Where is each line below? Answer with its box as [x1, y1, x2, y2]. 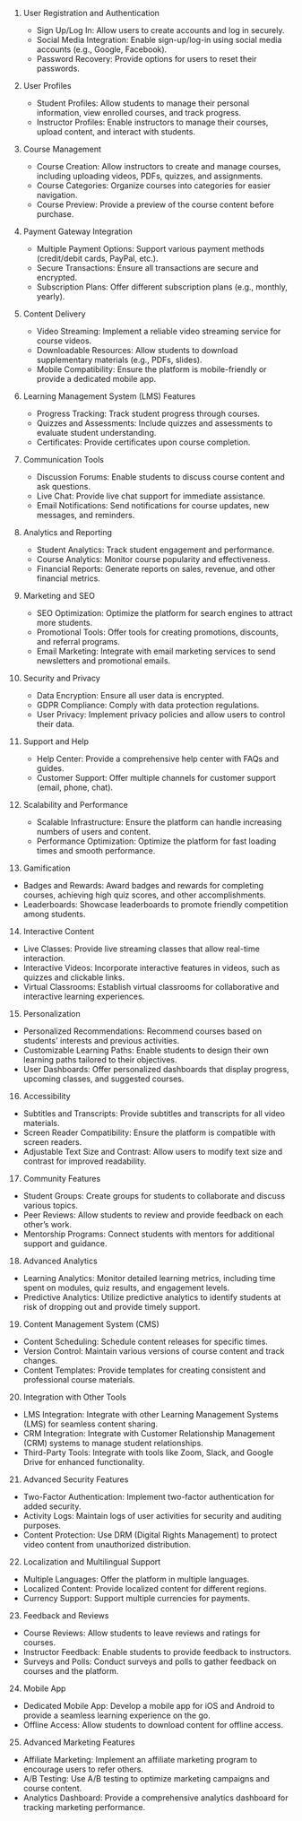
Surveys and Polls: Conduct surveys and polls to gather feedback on [22, 1656, 277, 1667]
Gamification [22, 863, 71, 873]
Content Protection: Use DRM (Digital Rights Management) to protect [22, 1530, 278, 1540]
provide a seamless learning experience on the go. [22, 1710, 211, 1721]
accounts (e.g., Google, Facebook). [36, 44, 168, 55]
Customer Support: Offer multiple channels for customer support [36, 773, 276, 783]
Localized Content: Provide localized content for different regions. [22, 1583, 267, 1594]
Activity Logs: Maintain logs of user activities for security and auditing [22, 1511, 281, 1521]
